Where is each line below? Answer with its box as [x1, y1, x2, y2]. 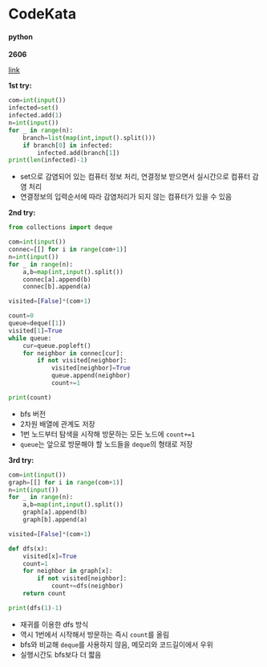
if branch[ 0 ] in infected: [22, 141, 113, 149]
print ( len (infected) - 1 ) [8, 156, 88, 165]
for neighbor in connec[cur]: [22, 349, 124, 358]
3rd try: [8, 455, 34, 464]
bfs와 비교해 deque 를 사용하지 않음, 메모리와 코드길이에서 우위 [19, 640, 214, 649]
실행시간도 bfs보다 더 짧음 [19, 649, 102, 659]
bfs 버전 [19, 409, 47, 419]
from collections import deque [8, 223, 113, 231]
